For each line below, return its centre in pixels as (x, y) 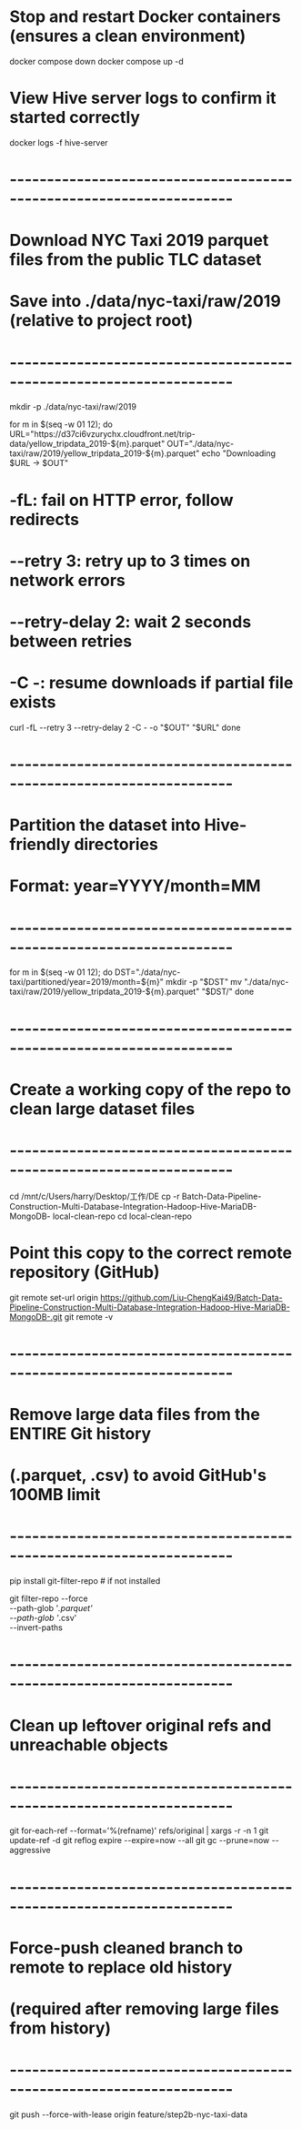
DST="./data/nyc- (148, 972)
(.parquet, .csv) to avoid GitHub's (138, 1475)
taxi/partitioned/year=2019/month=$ (78, 982)
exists (33, 702)
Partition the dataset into (105, 825)
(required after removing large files (145, 2009)
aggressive (30, 1850)
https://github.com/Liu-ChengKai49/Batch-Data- (191, 1297)
